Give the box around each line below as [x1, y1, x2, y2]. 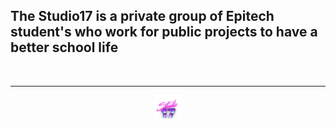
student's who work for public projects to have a [10, 24, 318, 41]
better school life [10, 39, 119, 56]
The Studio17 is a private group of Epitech [10, 8, 275, 25]
